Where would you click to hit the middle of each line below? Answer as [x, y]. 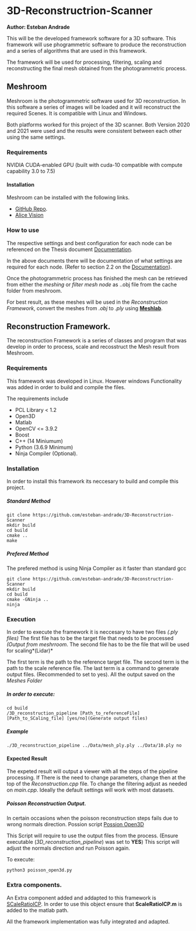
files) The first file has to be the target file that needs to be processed [90, 638]
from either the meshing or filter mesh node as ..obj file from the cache [92, 284]
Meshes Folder [24, 681]
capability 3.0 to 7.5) [31, 171]
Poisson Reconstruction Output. [46, 803]
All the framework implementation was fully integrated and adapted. [88, 921]
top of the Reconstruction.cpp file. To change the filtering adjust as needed [97, 784]
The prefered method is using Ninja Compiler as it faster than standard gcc [97, 568]
